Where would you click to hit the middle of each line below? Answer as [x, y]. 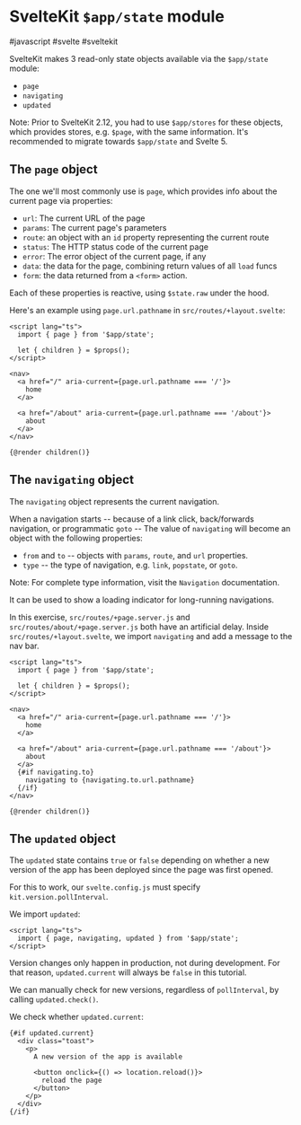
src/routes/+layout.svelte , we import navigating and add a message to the [151, 636]
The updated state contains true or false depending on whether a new [139, 860]
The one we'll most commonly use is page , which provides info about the [143, 191]
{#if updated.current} [52, 1033]
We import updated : [45, 914]
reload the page [72, 1081]
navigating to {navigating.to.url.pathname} [110, 780]
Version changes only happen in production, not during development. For [145, 963]
